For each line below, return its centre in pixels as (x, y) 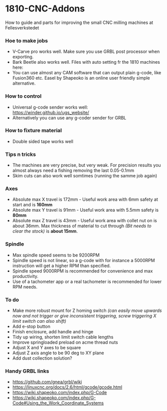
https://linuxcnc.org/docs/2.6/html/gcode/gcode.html (67, 387)
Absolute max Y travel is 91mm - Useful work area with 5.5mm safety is (85, 210)
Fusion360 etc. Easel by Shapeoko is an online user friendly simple (81, 78)
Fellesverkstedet (22, 27)
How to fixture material (34, 131)
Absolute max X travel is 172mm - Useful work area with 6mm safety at (85, 199)
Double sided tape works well (43, 141)
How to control (23, 96)
